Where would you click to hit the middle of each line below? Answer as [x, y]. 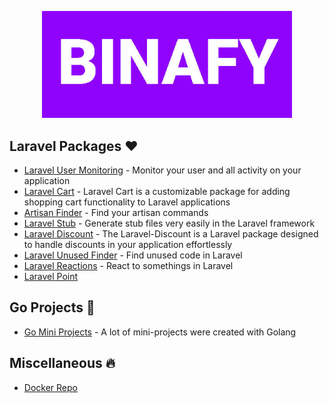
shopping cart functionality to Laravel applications [127, 202]
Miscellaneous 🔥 [62, 363]
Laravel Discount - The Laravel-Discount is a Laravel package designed [171, 234]
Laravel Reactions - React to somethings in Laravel [128, 265]
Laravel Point [51, 276]
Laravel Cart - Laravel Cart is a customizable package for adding [157, 191]
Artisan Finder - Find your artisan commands [116, 212]
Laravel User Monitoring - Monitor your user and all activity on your [162, 170]
